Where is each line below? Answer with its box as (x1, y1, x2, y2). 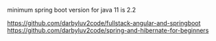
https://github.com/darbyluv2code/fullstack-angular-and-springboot (7, 19, 201, 27)
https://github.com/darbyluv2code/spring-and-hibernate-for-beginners (7, 27, 209, 34)
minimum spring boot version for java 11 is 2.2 (7, 6, 136, 14)
